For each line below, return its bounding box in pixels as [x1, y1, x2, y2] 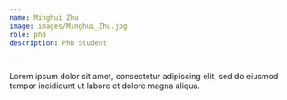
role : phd [9, 30, 47, 39]
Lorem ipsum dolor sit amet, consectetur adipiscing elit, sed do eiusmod [9, 71, 279, 82]
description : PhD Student [9, 38, 107, 48]
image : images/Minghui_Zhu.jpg [9, 22, 128, 31]
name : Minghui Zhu [9, 13, 79, 23]
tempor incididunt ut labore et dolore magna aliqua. [9, 80, 201, 91]
